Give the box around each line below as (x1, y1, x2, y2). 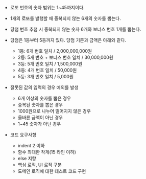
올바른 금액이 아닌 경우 (17, 115, 63, 120)
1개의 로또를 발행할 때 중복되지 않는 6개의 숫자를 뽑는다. (10, 15, 121, 21)
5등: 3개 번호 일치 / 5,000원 (17, 74, 74, 79)
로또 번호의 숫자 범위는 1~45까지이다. (10, 5, 85, 10)
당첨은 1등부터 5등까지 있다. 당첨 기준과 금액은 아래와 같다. (10, 37, 127, 43)
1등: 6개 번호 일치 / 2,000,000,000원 (17, 48, 92, 54)
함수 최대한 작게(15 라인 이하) (17, 149, 77, 155)
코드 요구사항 (10, 132, 37, 138)
